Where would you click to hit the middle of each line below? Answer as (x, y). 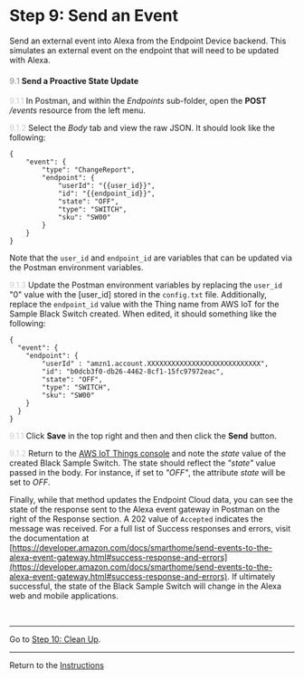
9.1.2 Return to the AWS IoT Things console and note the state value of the (148, 454)
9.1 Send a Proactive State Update (74, 80)
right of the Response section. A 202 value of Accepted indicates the (137, 519)
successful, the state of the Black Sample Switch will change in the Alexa (146, 586)
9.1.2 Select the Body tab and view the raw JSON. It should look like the (142, 128)
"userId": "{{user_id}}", (106, 186)
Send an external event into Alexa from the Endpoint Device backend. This (148, 41)
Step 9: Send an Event (94, 16)
